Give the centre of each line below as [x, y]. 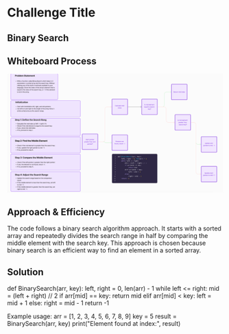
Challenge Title [51, 13]
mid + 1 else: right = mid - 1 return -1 [58, 303]
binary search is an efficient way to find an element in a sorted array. [104, 250]
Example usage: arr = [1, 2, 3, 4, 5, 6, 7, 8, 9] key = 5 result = [92, 316]
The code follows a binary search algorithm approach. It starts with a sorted [114, 228]
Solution [25, 272]
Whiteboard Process [52, 61]
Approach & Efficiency [56, 212]
